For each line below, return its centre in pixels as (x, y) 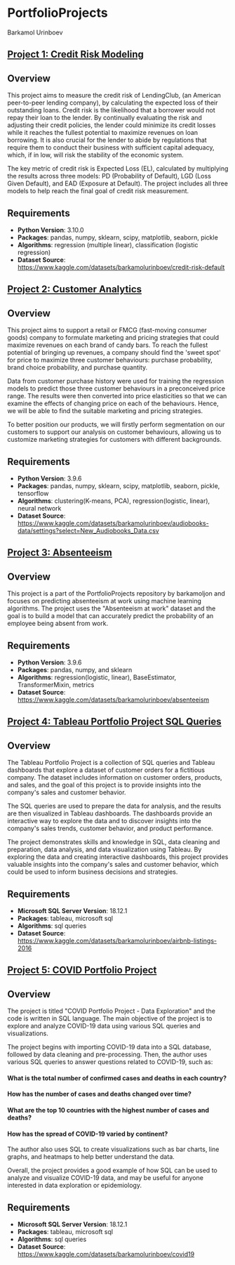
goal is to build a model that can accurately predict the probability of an (110, 616)
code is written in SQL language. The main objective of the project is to (110, 1018)
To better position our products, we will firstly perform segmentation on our (116, 425)
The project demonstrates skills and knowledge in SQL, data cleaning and (114, 842)
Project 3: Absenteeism (60, 553)
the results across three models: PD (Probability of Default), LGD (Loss (109, 176)
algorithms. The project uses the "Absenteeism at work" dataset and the (112, 608)
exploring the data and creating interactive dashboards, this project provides (118, 857)
